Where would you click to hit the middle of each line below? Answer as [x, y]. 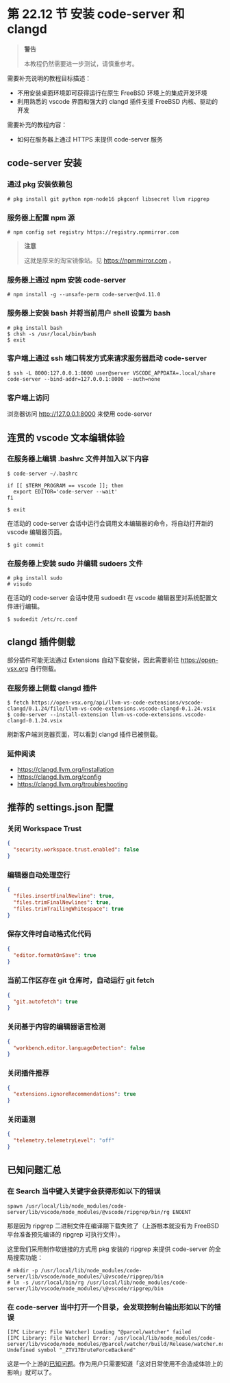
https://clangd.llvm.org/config [59, 777]
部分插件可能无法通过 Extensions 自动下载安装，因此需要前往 [93, 660]
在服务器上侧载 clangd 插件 [52, 688]
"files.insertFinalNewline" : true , [64, 896]
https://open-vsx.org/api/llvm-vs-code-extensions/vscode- [118, 703]
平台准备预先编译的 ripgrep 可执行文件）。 [66, 1234]
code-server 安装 [44, 163]
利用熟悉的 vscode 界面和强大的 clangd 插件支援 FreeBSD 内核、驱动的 [117, 101]
